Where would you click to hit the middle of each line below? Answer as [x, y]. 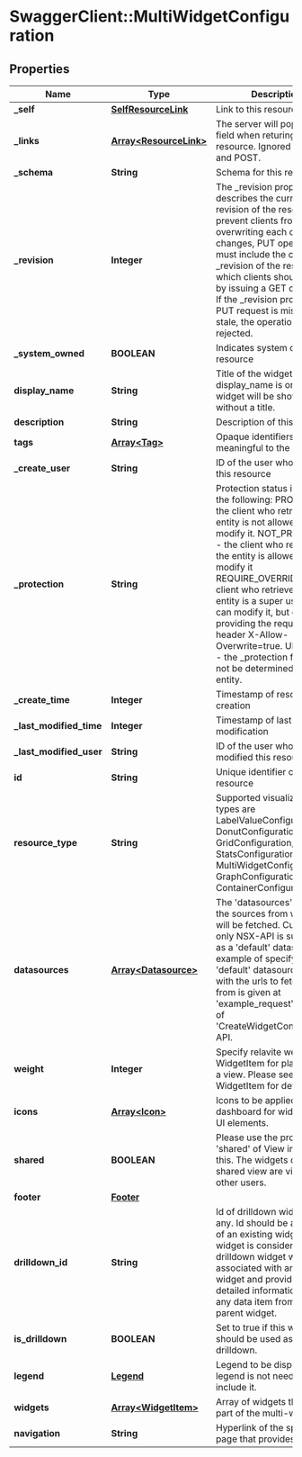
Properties [40, 69]
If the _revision [247, 299]
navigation [37, 1433]
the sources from [252, 913]
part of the [238, 1413]
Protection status [251, 488]
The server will [247, 124]
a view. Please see [255, 1075]
